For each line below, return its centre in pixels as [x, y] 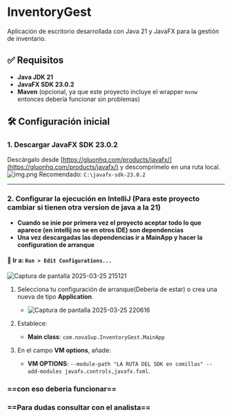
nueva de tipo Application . [55, 296]
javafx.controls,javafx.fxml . [107, 371]
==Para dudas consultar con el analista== [79, 407]
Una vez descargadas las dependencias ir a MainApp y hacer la [110, 237]
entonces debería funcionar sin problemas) [78, 99]
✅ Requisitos [36, 61]
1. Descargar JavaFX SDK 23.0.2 [62, 145]
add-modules [45, 371]
